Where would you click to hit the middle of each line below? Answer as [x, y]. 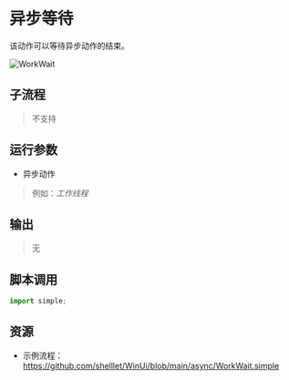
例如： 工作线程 [60, 193]
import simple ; [38, 302]
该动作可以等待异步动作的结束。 [69, 46]
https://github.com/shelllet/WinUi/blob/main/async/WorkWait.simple [151, 365]
